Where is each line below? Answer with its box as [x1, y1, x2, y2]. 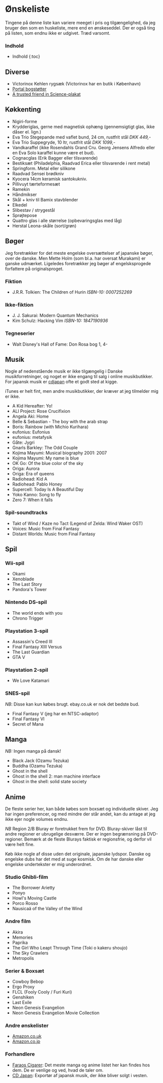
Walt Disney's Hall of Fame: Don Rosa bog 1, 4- [12, 341, 108, 347]
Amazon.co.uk [12, 1033, 42, 1039]
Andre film [5, 918, 31, 925]
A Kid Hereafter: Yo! [12, 403, 53, 409]
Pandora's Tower [12, 587, 47, 593]
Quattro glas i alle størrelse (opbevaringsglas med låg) [12, 217, 122, 223]
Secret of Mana [12, 721, 44, 727]
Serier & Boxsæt [5, 967, 44, 974]
